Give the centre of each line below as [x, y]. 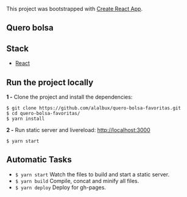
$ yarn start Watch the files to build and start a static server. [92, 174]
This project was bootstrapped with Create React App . [75, 9]
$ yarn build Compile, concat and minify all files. [77, 181]
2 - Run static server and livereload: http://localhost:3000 [78, 130]
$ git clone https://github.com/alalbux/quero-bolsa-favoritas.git [94, 108]
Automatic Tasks [39, 160]
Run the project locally [50, 82]
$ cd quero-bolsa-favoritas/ [43, 114]
